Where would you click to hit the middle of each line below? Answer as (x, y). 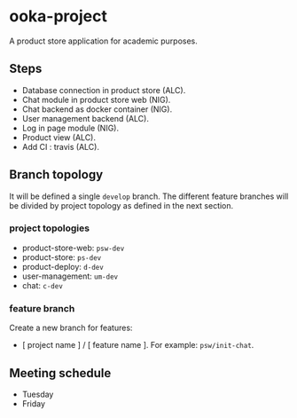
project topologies (50, 228)
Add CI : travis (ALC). (61, 146)
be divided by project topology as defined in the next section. (121, 205)
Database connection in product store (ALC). (104, 90)
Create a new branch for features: (71, 328)
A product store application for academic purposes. (103, 41)
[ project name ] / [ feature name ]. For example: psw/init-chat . (138, 345)
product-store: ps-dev (62, 257)
